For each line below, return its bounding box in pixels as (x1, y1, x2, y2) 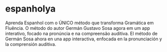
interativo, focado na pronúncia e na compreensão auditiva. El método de (5, 30, 158, 36)
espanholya (5, 3, 56, 15)
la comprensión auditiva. (5, 41, 57, 47)
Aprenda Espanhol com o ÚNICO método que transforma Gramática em (5, 20, 154, 26)
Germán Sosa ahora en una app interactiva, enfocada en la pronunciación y (5, 36, 162, 42)
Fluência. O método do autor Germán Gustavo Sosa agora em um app (5, 25, 150, 31)
